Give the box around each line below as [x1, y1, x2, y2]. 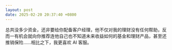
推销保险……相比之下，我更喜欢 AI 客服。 [5, 39, 92, 45]
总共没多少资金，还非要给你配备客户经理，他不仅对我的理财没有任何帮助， [5, 26, 162, 33]
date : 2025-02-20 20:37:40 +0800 [5, 12, 77, 17]
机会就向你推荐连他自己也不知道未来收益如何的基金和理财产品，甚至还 [18, 33, 167, 39]
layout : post [5, 7, 33, 13]
